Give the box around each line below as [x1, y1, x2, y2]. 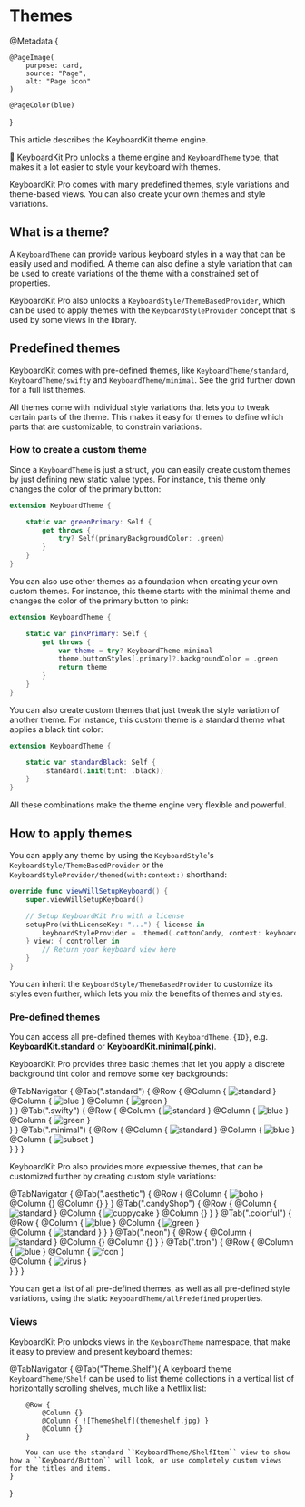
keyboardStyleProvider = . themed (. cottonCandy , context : [42, 928, 261, 937]
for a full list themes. [9, 384, 86, 395]
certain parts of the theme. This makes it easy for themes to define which [9, 411, 284, 422]
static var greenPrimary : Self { [25, 517, 152, 526]
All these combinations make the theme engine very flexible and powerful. [9, 799, 287, 810]
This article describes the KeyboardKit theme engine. [9, 133, 209, 145]
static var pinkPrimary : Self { [25, 629, 148, 638]
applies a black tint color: [9, 723, 103, 735]
